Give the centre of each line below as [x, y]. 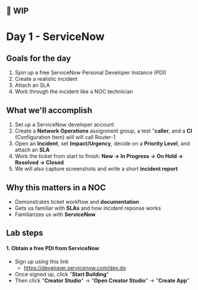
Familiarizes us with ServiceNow [55, 215]
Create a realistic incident [46, 79]
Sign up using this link [42, 261]
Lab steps [25, 233]
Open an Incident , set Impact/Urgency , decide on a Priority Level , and [102, 144]
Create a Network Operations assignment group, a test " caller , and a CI [103, 131]
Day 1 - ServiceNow [56, 37]
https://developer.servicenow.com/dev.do [75, 267]
